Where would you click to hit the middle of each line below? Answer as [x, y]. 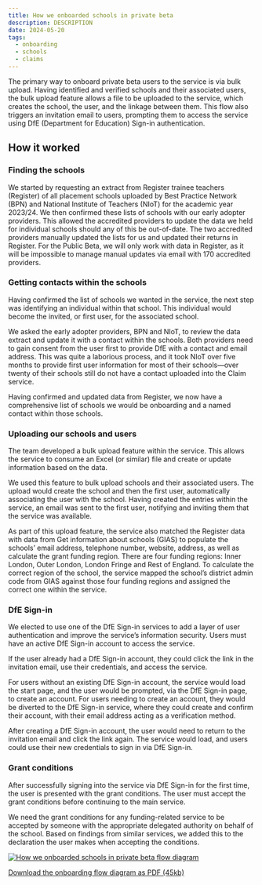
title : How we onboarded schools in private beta [91, 15]
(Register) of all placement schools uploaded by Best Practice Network [123, 195]
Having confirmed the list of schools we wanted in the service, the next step [131, 300]
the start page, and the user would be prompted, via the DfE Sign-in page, [128, 690]
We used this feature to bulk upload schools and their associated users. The [131, 483]
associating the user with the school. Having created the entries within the [128, 500]
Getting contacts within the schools [78, 282]
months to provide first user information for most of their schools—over [124, 365]
